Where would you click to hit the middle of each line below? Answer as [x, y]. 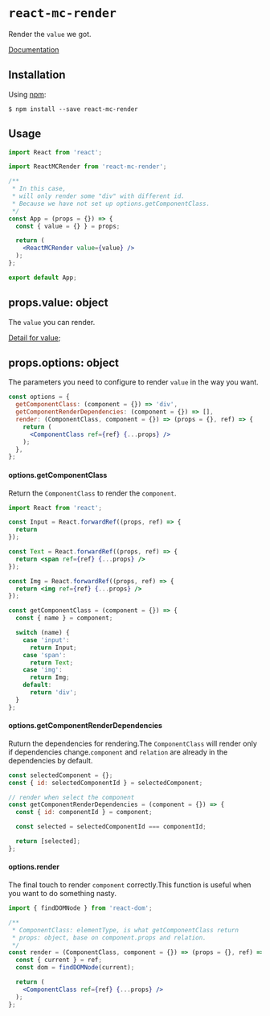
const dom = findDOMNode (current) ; [75, 968]
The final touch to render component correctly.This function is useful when [130, 885]
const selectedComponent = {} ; [61, 775]
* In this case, [39, 189]
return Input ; [53, 648]
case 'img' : [43, 670]
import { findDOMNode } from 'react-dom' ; [80, 908]
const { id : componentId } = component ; [84, 812]
